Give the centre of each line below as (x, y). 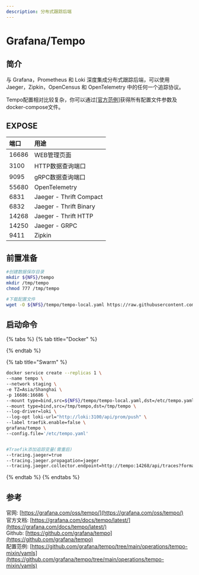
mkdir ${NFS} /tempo (30, 278)
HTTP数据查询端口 (60, 166)
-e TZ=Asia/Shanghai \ (34, 389)
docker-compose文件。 (35, 107)
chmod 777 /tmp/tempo (33, 288)
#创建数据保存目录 (25, 272)
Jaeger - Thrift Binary (65, 207)
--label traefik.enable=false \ (46, 423)
